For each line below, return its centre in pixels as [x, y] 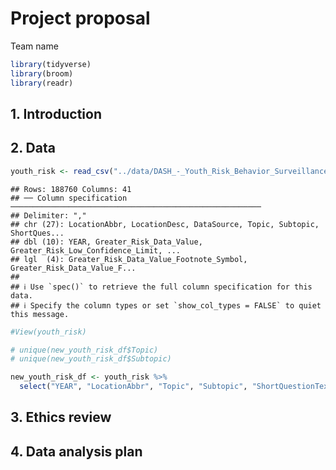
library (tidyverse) [51, 64]
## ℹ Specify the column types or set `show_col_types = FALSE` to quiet [166, 305]
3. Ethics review [61, 417]
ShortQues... [37, 233]
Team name [34, 46]
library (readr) [42, 83]
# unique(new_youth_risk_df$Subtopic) [91, 359]
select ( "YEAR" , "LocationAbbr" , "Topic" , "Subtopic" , [133, 387]
